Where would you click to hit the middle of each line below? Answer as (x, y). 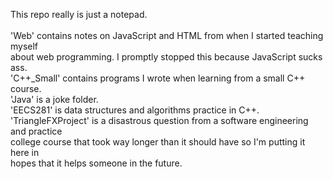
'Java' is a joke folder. (54, 99)
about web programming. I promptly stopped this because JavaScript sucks (166, 57)
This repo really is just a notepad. (79, 14)
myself (24, 46)
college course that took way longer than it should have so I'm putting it (158, 142)
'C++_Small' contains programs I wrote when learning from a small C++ (158, 78)
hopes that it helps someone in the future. (96, 163)
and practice (36, 131)
